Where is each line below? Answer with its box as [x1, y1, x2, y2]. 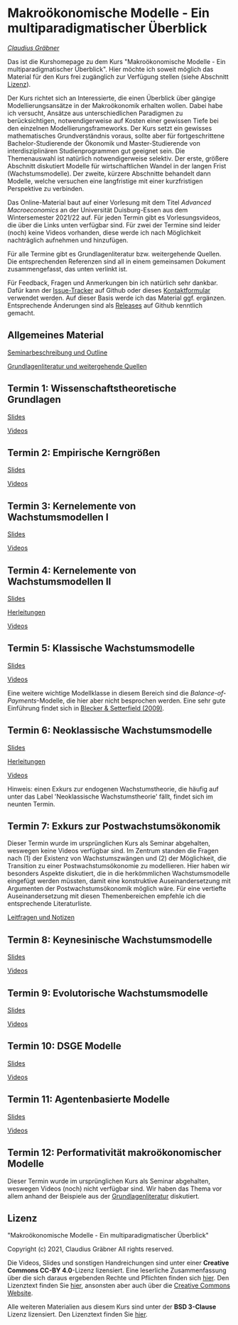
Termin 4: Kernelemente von [7, 564, 136, 576]
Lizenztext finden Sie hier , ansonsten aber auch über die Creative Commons [7, 1281, 231, 1290]
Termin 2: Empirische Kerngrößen [7, 446, 161, 459]
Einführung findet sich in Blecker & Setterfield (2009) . [7, 703, 165, 712]
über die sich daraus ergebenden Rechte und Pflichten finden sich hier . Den [7, 1274, 229, 1282]
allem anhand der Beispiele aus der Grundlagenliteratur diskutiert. [7, 1191, 200, 1200]
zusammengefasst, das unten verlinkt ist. [7, 264, 128, 273]
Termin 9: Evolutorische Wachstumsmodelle [7, 987, 208, 999]
